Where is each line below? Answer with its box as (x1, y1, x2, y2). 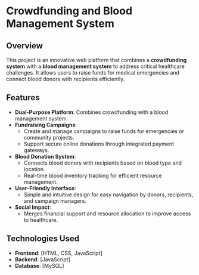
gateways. (23, 146, 49, 153)
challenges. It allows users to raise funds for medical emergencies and (6, 69, 180, 76)
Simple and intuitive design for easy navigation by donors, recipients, (23, 191, 194, 198)
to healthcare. (23, 216, 58, 223)
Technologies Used (6, 234, 79, 244)
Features (6, 92, 40, 103)
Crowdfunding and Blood (6, 4, 133, 18)
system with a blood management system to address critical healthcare (6, 63, 185, 70)
